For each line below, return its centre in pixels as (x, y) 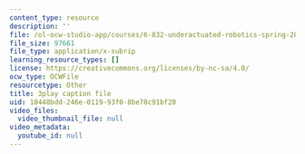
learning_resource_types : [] (64, 60)
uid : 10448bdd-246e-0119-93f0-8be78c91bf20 (93, 102)
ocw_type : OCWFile (44, 77)
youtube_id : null (50, 136)
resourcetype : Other (49, 85)
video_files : (34, 111)
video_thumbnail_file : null (71, 119)
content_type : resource (54, 18)
